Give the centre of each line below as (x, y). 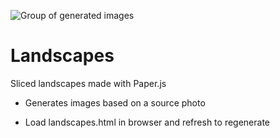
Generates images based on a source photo (115, 102)
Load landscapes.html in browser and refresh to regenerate (147, 122)
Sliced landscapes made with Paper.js (88, 83)
